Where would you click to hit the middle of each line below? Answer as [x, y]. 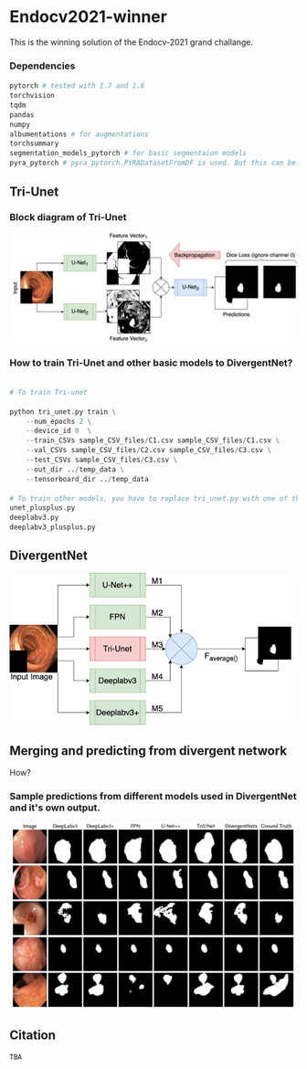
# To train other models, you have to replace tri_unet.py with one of [148, 498]
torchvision [32, 96]
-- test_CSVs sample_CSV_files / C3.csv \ [102, 460]
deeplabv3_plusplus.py [53, 527]
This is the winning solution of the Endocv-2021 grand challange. [132, 42]
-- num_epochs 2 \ [59, 421]
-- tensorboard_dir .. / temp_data [87, 479]
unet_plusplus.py [42, 508]
